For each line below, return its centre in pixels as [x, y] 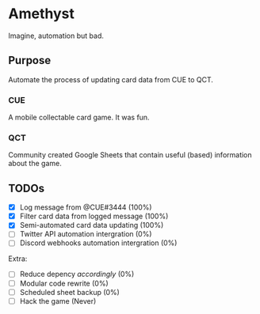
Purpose [30, 61]
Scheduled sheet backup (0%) [70, 292]
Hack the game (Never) [58, 301]
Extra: [18, 259]
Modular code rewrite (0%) [64, 283]
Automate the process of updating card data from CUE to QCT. [111, 79]
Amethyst [42, 14]
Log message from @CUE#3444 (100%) [86, 207]
